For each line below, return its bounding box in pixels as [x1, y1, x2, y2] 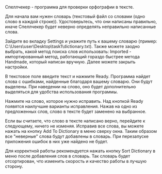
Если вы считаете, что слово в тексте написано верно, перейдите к [5, 118, 146, 124]
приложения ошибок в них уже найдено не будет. [5, 139, 108, 144]
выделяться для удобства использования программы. [5, 89, 118, 95]
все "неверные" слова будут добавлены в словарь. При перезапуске [5, 133, 149, 139]
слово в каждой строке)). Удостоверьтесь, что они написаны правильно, [5, 19, 157, 24]
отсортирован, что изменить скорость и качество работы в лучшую [5, 158, 147, 164]
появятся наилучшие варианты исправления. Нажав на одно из [5, 104, 137, 109]
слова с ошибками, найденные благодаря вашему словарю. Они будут [5, 79, 153, 84]
